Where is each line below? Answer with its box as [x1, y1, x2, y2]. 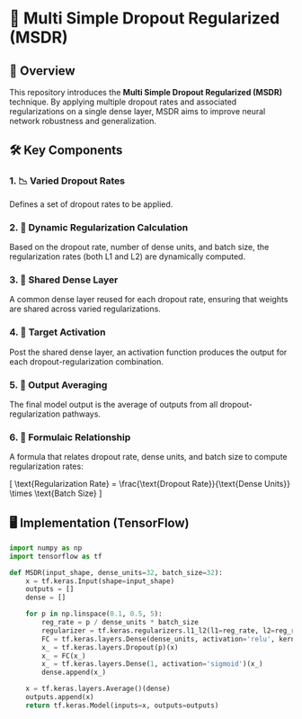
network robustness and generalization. [9, 116, 157, 126]
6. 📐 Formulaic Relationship [9, 431, 131, 444]
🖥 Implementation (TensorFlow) [9, 515, 190, 530]
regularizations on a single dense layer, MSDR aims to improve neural [9, 106, 266, 116]
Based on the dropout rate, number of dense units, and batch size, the [9, 241, 270, 252]
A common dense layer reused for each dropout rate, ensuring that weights [9, 294, 289, 305]
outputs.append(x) [25, 693, 94, 702]
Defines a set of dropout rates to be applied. [9, 198, 173, 210]
